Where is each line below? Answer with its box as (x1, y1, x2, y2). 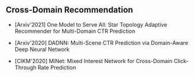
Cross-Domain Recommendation (6, 5, 133, 15)
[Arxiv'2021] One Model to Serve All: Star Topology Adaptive (14, 21, 167, 28)
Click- (173, 57, 189, 64)
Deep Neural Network (14, 45, 70, 53)
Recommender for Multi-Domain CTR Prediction (14, 27, 136, 35)
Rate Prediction (37, 64, 76, 71)
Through (14, 64, 37, 71)
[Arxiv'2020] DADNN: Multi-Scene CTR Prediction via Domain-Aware (14, 39, 189, 46)
